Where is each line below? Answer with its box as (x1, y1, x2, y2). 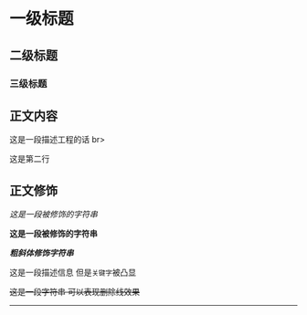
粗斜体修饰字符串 (9, 247, 74, 258)
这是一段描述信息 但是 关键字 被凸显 (9, 267, 137, 278)
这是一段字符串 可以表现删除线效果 (9, 287, 140, 298)
